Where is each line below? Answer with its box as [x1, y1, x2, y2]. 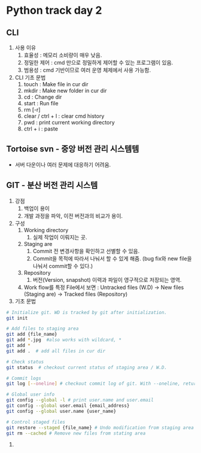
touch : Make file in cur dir [23, 81, 89, 87]
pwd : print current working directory [23, 119, 115, 126]
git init [6, 315, 28, 321]
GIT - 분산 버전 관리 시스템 [6, 180, 98, 190]
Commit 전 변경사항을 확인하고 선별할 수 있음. [32, 247, 140, 254]
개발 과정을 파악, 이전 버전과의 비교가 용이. [23, 212, 123, 219]
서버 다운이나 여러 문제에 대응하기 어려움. [14, 161, 111, 168]
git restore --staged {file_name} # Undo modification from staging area [6, 424, 194, 431]
